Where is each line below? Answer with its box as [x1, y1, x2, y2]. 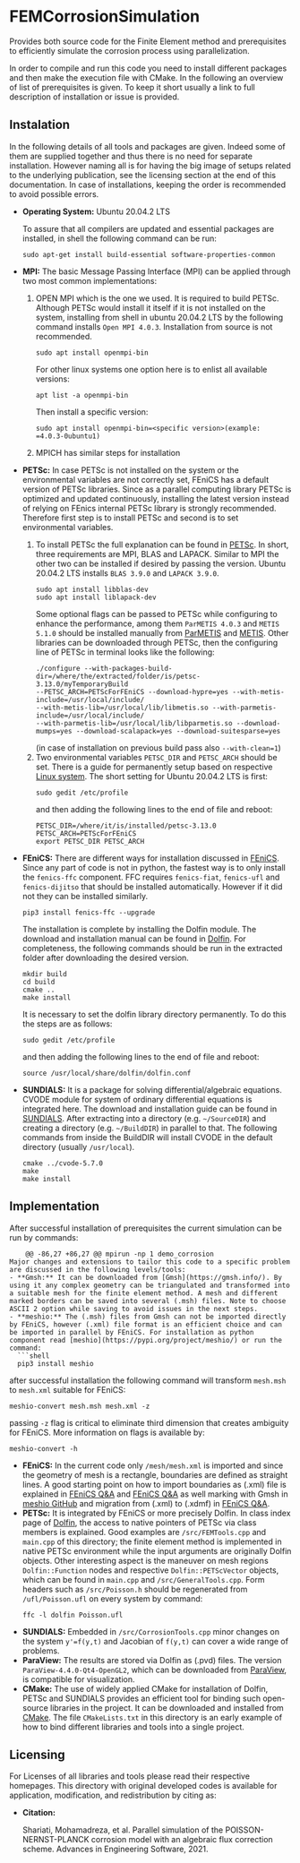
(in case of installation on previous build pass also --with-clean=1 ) [35, 742, 282, 753]
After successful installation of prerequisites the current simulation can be [9, 1223, 282, 1233]
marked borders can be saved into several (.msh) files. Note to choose [9, 1296, 287, 1305]
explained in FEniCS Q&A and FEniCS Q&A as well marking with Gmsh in [21, 1489, 288, 1499]
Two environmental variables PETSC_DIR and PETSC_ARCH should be [35, 751, 278, 762]
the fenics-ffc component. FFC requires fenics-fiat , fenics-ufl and [21, 871, 280, 882]
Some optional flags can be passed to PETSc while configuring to [35, 608, 278, 619]
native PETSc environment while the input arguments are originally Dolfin [21, 1545, 292, 1556]
